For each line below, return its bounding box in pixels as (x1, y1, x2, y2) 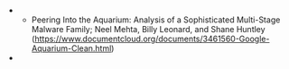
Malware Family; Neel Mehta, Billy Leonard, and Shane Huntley (31, 24, 266, 34)
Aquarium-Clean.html (31, 43, 112, 54)
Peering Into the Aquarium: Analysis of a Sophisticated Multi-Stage (31, 14, 281, 25)
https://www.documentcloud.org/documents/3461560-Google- (34, 33, 270, 44)
